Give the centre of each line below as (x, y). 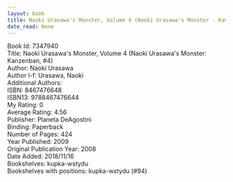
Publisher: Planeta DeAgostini (50, 120)
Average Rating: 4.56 (37, 112)
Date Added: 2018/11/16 (41, 156)
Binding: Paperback (35, 127)
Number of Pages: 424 (40, 134)
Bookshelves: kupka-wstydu (48, 164)
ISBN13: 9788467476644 (43, 98)
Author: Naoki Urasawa (41, 68)
